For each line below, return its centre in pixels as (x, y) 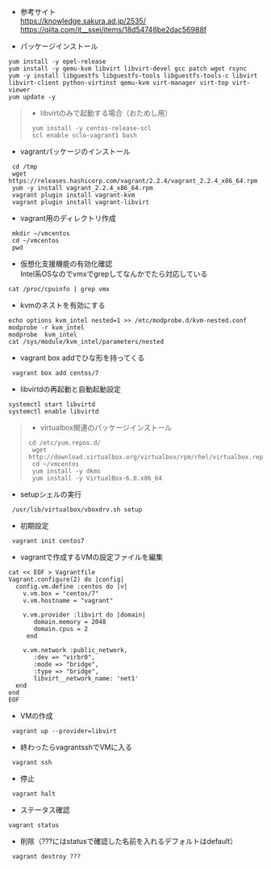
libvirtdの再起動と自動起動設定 (70, 389)
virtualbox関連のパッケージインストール (106, 428)
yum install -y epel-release (57, 61)
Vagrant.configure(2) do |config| (67, 579)
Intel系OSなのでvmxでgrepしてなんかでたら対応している (114, 274)
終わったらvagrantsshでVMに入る (76, 747)
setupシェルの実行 (51, 494)
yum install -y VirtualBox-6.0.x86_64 (97, 478)
